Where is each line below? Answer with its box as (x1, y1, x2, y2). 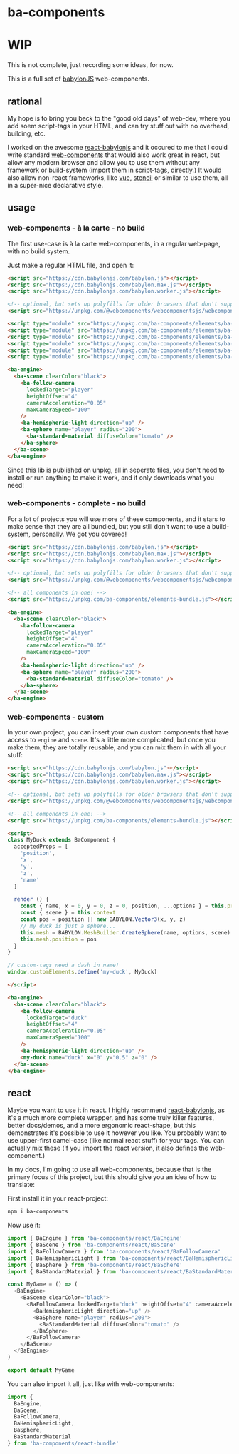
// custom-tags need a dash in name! (7, 961, 119, 969)
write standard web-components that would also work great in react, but (7, 151, 221, 159)
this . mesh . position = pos (20, 936, 97, 943)
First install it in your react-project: (7, 1194, 109, 1203)
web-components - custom (7, 712, 105, 722)
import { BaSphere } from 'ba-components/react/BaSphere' (7, 1261, 183, 1268)
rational (7, 95, 43, 107)
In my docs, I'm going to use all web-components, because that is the (7, 1165, 212, 1174)
